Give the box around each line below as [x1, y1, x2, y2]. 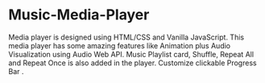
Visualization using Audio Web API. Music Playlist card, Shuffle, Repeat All [8, 49, 255, 59]
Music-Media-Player [8, 6, 150, 24]
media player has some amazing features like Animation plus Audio [8, 40, 231, 50]
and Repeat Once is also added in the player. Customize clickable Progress [8, 58, 257, 68]
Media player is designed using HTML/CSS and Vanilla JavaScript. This [8, 32, 244, 42]
